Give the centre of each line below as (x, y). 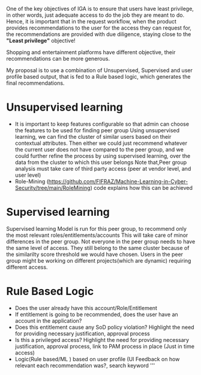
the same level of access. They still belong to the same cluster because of (98, 248)
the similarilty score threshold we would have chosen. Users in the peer (95, 254)
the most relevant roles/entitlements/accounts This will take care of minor (97, 235)
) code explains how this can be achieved (142, 187)
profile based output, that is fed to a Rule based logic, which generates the (98, 77)
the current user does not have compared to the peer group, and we (99, 149)
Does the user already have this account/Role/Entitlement (86, 308)
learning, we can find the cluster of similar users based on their (93, 136)
